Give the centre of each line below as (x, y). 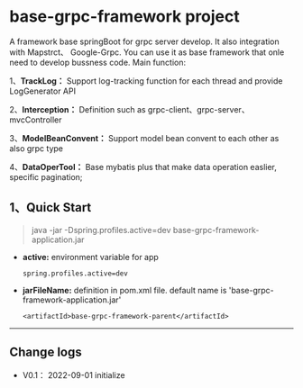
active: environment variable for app (91, 257)
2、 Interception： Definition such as (78, 109)
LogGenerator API (43, 91)
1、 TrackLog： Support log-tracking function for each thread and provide (146, 81)
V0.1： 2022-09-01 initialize (73, 374)
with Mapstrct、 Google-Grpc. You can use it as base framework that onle (147, 52)
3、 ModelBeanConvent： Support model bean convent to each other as (144, 138)
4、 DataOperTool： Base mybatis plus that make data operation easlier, (143, 167)
